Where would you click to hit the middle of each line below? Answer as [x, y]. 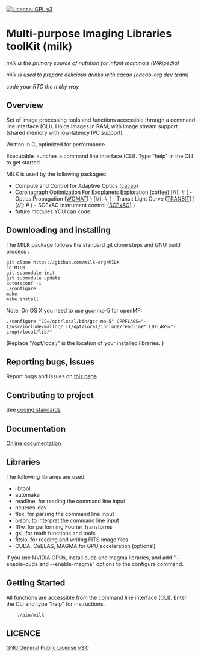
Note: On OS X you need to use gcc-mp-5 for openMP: [74, 310]
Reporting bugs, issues [51, 362]
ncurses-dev [31, 507]
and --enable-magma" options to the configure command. [111, 564]
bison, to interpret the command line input [67, 520]
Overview [25, 105]
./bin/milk [31, 615]
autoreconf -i [24, 283]
